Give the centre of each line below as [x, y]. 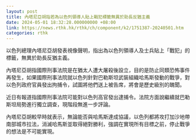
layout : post [22, 11]
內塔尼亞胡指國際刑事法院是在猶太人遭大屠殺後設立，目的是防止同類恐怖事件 [98, 70]
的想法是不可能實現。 [32, 131]
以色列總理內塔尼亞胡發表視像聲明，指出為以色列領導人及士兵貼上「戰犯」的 [98, 51]
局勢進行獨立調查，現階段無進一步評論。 [65, 104]
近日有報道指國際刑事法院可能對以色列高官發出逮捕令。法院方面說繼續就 [93, 97]
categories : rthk [27, 33]
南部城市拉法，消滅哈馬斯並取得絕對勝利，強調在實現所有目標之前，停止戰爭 [98, 124]
